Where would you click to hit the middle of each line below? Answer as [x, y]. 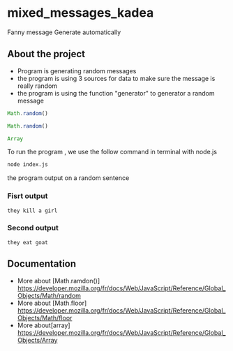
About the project [46, 54]
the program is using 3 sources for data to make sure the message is [116, 78]
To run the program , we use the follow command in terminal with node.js [112, 152]
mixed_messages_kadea [81, 13]
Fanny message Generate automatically [64, 32]
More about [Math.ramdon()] [59, 281]
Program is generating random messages [77, 70]
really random [37, 86]
